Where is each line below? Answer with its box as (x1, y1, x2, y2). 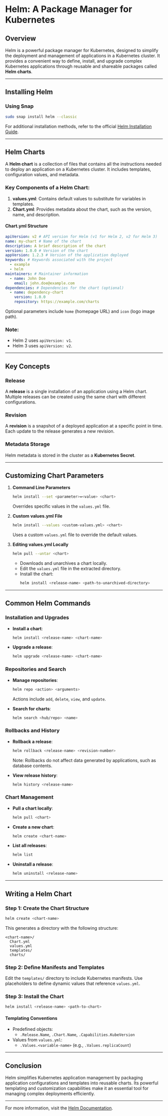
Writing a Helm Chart (5, 890, 72, 898)
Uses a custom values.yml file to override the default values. (12, 532, 137, 538)
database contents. (12, 763, 52, 769)
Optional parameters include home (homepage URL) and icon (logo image (5, 308, 155, 314)
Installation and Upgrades (5, 614, 69, 621)
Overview (5, 34, 36, 43)
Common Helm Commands (5, 599, 91, 608)
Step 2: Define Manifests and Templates (5, 964, 105, 971)
